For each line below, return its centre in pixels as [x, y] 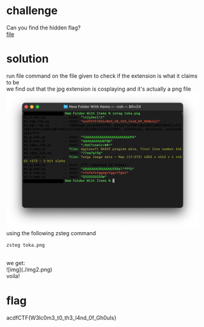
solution [27, 59]
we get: [16, 263]
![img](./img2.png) [30, 269]
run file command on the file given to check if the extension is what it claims [102, 76]
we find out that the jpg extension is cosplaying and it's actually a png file [99, 89]
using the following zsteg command [51, 233]
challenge [32, 11]
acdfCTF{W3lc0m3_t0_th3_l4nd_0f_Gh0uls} [61, 318]
